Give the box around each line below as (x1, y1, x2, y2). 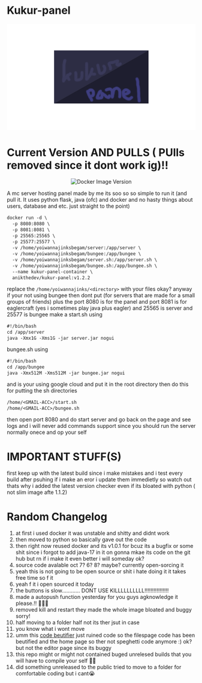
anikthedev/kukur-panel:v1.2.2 (12, 275, 91, 281)
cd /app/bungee (7, 364, 45, 370)
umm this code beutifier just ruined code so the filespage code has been (15, 631, 195, 639)
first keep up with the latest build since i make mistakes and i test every (7, 469, 183, 477)
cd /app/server (7, 329, 45, 335)
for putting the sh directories (7, 387, 77, 394)
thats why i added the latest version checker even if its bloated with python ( (7, 483, 195, 490)
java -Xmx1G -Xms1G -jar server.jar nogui (7, 335, 114, 342)
